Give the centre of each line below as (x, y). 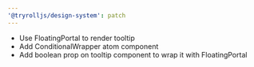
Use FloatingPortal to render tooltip (77, 38)
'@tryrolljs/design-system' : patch (67, 15)
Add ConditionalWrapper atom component (89, 46)
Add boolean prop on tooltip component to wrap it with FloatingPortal (133, 54)
